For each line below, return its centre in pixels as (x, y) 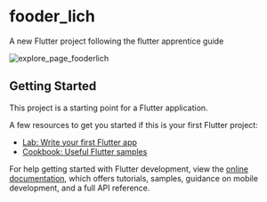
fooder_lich (52, 16)
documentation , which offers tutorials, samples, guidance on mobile (133, 178)
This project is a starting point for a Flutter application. (109, 108)
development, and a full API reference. (80, 188)
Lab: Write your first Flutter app (80, 142)
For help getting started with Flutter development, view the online (129, 169)
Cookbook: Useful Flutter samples (85, 151)
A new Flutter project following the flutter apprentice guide (117, 41)
